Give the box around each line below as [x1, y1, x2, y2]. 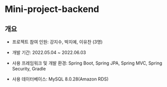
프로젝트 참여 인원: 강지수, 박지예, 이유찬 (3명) [12, 39, 103, 44]
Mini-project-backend [5, 3, 99, 15]
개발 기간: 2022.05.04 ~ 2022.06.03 [12, 49, 86, 55]
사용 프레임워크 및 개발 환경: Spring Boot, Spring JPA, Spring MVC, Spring [12, 60, 162, 66]
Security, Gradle [12, 66, 46, 71]
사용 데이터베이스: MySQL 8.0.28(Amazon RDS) [12, 76, 109, 82]
